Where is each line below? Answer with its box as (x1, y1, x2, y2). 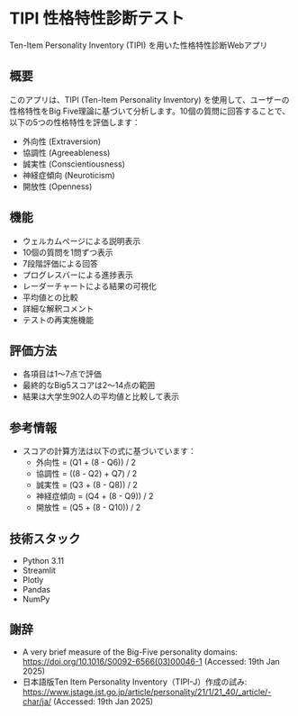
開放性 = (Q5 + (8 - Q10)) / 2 (35, 502, 141, 513)
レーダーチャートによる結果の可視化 (22, 280, 158, 291)
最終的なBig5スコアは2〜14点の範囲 (22, 380, 156, 391)
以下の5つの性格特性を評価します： (9, 116, 141, 127)
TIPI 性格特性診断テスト (9, 8, 185, 29)
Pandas (22, 585, 51, 594)
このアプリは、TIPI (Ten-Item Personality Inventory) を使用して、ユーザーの (9, 94, 290, 104)
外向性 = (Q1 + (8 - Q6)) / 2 (35, 457, 137, 468)
